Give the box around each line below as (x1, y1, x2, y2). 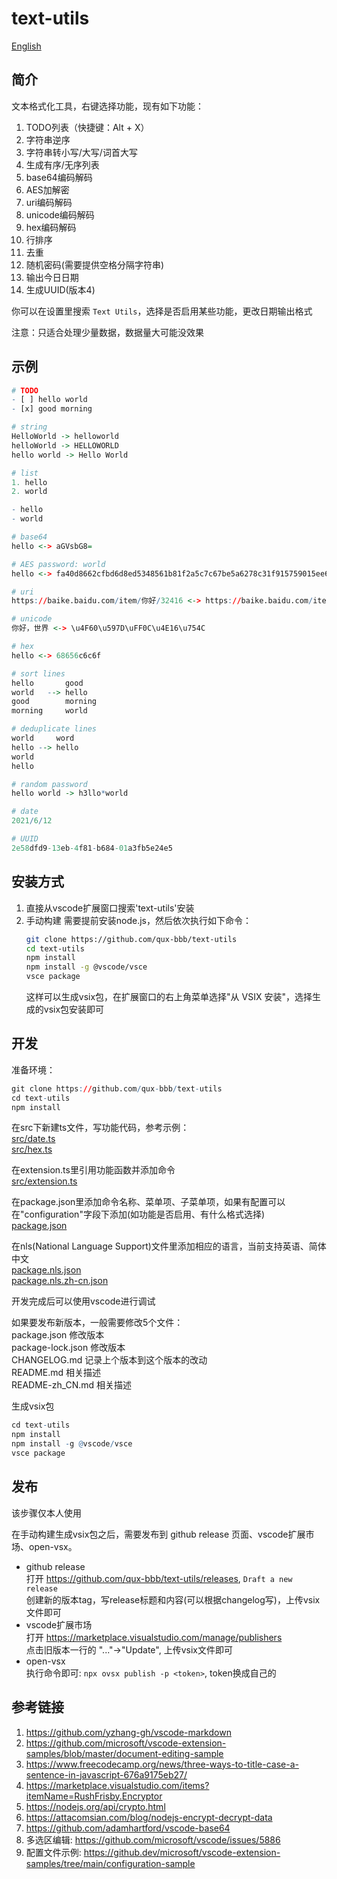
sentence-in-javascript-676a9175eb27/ (25, 1768, 188, 1781)
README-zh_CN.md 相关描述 (11, 1379, 133, 1391)
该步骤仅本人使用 (11, 1507, 82, 1519)
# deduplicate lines (11, 724, 98, 734)
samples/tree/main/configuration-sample (25, 1857, 196, 1869)
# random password (11, 779, 88, 789)
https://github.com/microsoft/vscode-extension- (25, 1737, 227, 1749)
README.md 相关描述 (11, 1367, 102, 1379)
